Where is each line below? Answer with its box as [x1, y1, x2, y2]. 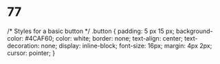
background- [176, 27, 213, 35]
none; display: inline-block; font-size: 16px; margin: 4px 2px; [41, 41, 212, 50]
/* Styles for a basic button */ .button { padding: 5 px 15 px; [7, 27, 175, 35]
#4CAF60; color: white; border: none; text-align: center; [25, 34, 184, 42]
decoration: [7, 41, 40, 50]
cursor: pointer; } [7, 49, 56, 57]
